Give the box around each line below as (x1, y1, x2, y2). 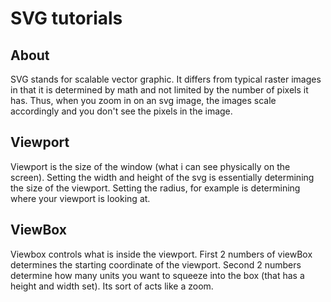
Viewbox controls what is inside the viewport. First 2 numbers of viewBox (10, 248, 313, 260)
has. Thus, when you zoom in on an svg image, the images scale (10, 95, 277, 106)
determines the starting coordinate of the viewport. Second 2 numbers (10, 258, 302, 271)
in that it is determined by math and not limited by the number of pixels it (10, 84, 309, 96)
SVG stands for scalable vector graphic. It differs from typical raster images (10, 73, 322, 85)
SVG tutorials (10, 7, 123, 30)
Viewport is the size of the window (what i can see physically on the (10, 160, 291, 172)
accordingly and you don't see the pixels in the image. (10, 105, 233, 117)
